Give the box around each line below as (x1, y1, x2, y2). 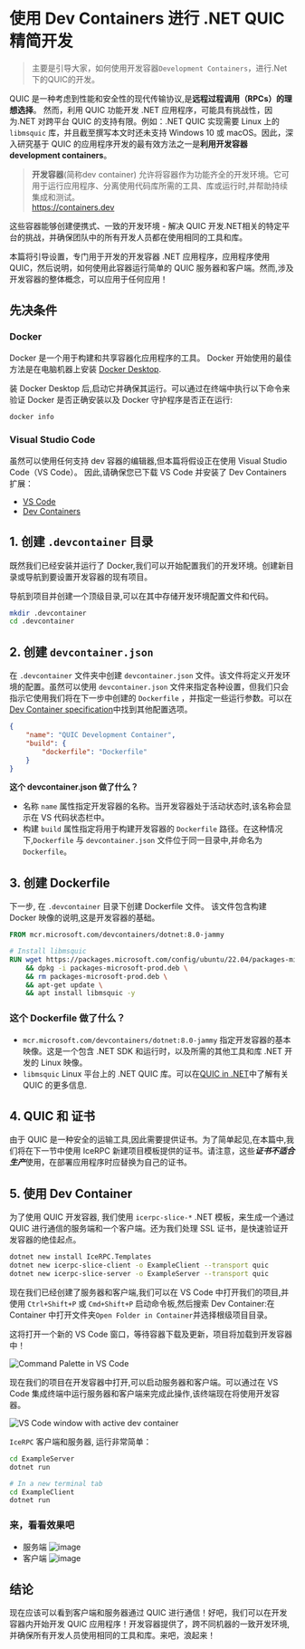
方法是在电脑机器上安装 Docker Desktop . (9, 363, 161, 374)
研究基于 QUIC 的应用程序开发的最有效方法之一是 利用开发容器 (16, 138, 248, 149)
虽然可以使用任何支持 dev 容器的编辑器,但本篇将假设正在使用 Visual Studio (9, 455, 288, 466)
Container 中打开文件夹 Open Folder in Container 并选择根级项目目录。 (9, 1309, 273, 1320)
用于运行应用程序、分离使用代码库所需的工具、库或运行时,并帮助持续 (31, 180, 288, 191)
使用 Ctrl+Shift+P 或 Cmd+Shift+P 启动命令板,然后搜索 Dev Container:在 (9, 1298, 275, 1309)
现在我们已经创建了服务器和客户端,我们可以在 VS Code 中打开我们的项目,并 (9, 1287, 290, 1298)
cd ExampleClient (9, 1487, 75, 1497)
